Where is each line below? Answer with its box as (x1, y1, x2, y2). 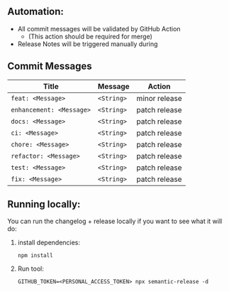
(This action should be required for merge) (28, 32, 152, 40)
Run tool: (17, 264, 44, 273)
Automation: (7, 6, 64, 18)
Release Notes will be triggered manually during (17, 39, 158, 48)
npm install (17, 252, 53, 259)
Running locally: (7, 198, 81, 210)
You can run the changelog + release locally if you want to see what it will (7, 217, 223, 226)
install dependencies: (17, 238, 80, 247)
